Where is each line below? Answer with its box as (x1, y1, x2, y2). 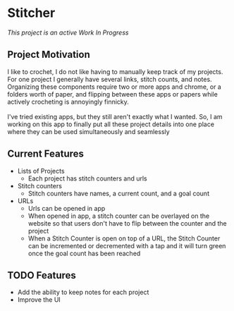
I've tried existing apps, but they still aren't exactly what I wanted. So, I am (7, 112, 223, 121)
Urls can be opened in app (27, 204, 106, 212)
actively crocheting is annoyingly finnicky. (7, 97, 129, 106)
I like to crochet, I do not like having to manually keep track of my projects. (7, 67, 223, 75)
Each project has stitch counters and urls (27, 174, 147, 183)
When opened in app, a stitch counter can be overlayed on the (27, 212, 210, 220)
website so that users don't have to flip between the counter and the (27, 219, 227, 227)
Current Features (7, 148, 85, 160)
